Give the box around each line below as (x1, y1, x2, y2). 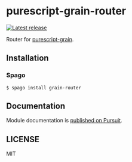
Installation (6, 53, 49, 64)
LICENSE (6, 134, 40, 145)
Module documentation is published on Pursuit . (6, 117, 122, 124)
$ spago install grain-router (6, 85, 82, 91)
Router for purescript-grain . (6, 35, 74, 43)
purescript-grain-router (6, 4, 127, 18)
